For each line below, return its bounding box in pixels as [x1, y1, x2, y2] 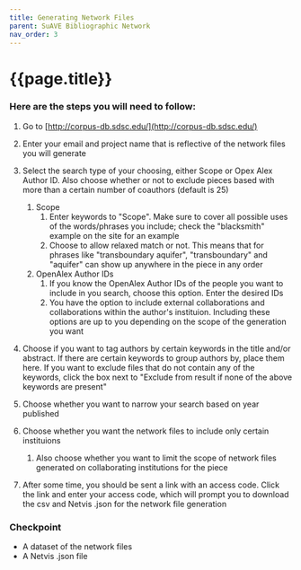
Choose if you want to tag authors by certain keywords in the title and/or [22, 343, 291, 354]
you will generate [22, 147, 87, 158]
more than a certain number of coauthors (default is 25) [22, 184, 229, 195]
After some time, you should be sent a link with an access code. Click [22, 479, 280, 490]
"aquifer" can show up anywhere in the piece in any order [49, 259, 263, 269]
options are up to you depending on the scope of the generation [49, 316, 288, 327]
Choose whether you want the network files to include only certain [22, 425, 270, 436]
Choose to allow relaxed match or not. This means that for [49, 240, 264, 250]
